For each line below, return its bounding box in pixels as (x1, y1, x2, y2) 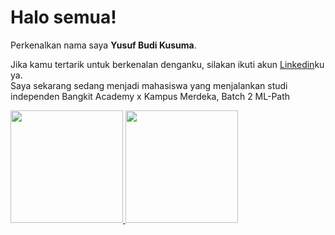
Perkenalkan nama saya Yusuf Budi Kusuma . (10, 39, 197, 51)
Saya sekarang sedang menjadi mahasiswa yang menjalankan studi (10, 79, 288, 91)
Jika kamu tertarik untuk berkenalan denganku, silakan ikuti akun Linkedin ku (10, 58, 325, 70)
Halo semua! (10, 6, 117, 29)
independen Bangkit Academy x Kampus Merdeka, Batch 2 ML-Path (10, 90, 291, 102)
